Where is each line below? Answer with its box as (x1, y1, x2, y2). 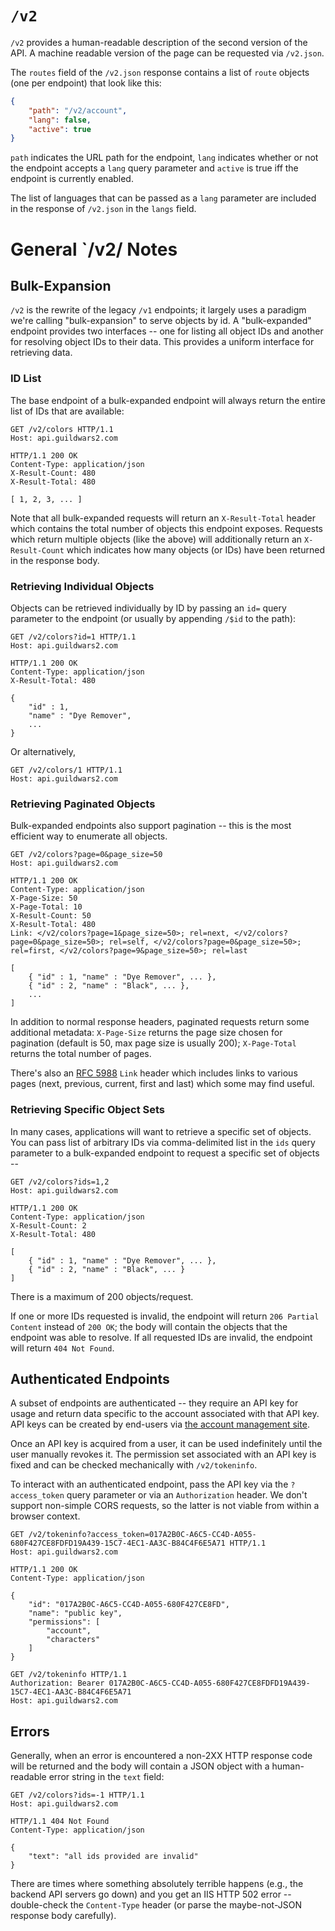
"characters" (46, 1635, 101, 1645)
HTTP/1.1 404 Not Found (10, 1817, 110, 1827)
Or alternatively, (10, 745, 77, 757)
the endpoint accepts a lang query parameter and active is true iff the (10, 162, 299, 174)
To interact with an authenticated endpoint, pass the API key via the (10, 1478, 289, 1491)
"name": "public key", (28, 1608, 123, 1619)
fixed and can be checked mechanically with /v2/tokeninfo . (10, 1459, 258, 1471)
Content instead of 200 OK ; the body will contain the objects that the (10, 1320, 288, 1332)
